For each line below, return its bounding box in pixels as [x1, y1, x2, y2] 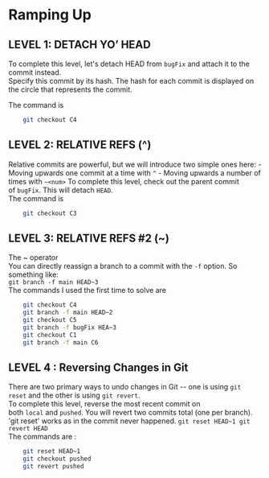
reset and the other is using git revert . [8, 390, 141, 400]
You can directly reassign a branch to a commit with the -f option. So [8, 262, 238, 271]
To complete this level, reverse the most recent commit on [8, 399, 201, 409]
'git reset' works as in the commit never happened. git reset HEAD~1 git [8, 416, 251, 426]
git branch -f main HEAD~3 [8, 278, 99, 286]
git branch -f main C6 [22, 338, 99, 347]
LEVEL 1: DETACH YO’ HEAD [8, 38, 151, 52]
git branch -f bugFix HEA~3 [22, 323, 116, 332]
